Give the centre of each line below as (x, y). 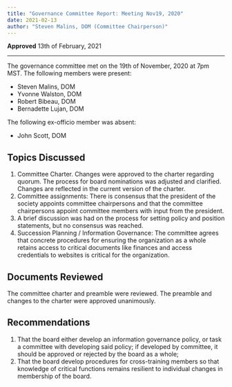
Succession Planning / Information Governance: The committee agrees (118, 233)
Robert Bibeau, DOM (46, 102)
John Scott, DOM (42, 136)
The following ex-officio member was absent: (72, 123)
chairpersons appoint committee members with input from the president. (120, 211)
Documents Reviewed (55, 277)
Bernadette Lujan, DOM (50, 109)
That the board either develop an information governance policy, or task (119, 339)
